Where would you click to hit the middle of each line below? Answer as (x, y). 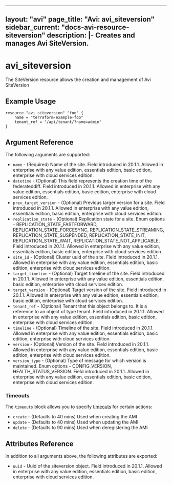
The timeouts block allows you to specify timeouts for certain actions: (79, 407)
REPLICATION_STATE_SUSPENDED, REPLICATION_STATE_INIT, (79, 235)
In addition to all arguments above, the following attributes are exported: (81, 456)
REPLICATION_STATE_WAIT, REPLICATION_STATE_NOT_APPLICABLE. (86, 240)
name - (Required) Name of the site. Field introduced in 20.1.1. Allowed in (88, 164)
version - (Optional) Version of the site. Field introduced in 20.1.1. (81, 344)
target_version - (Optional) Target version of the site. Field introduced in (89, 290)
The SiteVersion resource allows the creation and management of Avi (78, 79)
